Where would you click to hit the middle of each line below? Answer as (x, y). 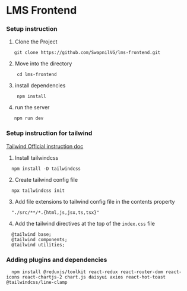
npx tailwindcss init (38, 191)
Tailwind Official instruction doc (45, 146)
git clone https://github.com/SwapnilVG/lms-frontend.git (87, 53)
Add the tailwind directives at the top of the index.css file (85, 223)
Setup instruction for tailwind (49, 133)
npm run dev (29, 118)
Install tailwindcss (37, 157)
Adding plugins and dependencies (57, 260)
